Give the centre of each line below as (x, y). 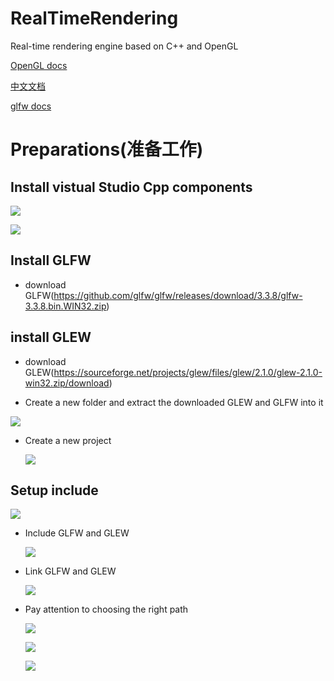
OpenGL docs (39, 65)
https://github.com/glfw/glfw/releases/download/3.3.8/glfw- (178, 295)
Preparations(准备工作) (107, 149)
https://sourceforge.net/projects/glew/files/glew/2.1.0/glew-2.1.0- (188, 372)
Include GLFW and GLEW (77, 533)
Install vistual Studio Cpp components (131, 187)
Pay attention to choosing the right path (106, 609)
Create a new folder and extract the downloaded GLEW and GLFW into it (174, 402)
